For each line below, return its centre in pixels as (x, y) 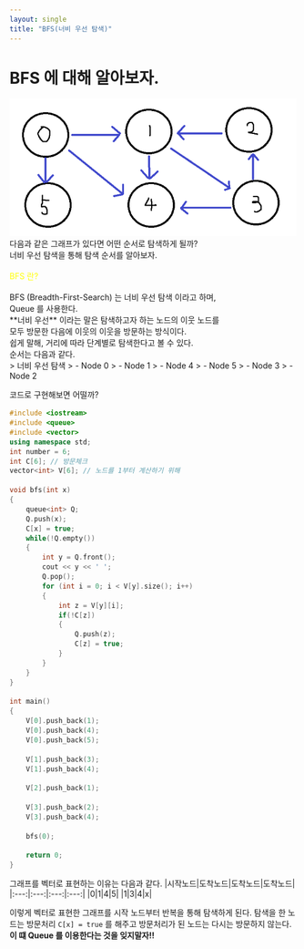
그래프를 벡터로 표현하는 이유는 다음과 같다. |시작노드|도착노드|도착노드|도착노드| (152, 883)
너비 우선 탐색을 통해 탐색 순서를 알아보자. (83, 255)
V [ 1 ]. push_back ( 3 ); (63, 759)
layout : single (38, 19)
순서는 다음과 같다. (42, 355)
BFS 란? (24, 276)
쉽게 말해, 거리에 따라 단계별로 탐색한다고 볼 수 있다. (101, 343)
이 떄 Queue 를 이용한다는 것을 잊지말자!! (82, 935)
